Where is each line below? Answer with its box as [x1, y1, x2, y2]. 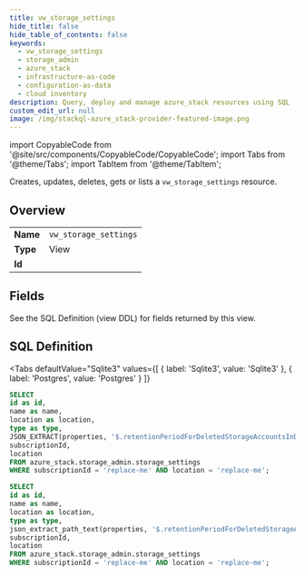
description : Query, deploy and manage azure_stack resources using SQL [9, 97, 290, 107]
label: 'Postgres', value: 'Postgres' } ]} [9, 373, 151, 384]
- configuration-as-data [17, 81, 112, 90]
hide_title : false [9, 22, 79, 31]
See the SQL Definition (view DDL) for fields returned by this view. [9, 312, 256, 323]
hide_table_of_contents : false [9, 30, 128, 39]
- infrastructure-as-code [17, 73, 116, 82]
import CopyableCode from [9, 140, 112, 151]
